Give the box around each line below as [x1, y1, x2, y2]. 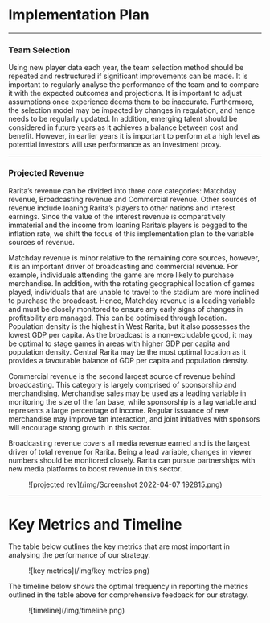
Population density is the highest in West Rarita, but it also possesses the [8, 321, 251, 331]
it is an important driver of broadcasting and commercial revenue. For [8, 261, 239, 271]
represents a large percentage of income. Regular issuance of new [8, 405, 229, 415]
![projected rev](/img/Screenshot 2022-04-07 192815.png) [28, 480, 223, 489]
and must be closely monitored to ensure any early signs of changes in [8, 304, 243, 314]
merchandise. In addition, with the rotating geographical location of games [8, 278, 256, 288]
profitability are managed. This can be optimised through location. [8, 313, 227, 322]
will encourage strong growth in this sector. [8, 422, 152, 432]
